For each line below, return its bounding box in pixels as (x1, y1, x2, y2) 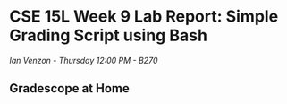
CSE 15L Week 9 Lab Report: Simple (9, 6, 279, 27)
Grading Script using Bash (9, 25, 208, 46)
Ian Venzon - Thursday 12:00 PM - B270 (9, 55, 158, 65)
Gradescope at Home (9, 81, 130, 96)
